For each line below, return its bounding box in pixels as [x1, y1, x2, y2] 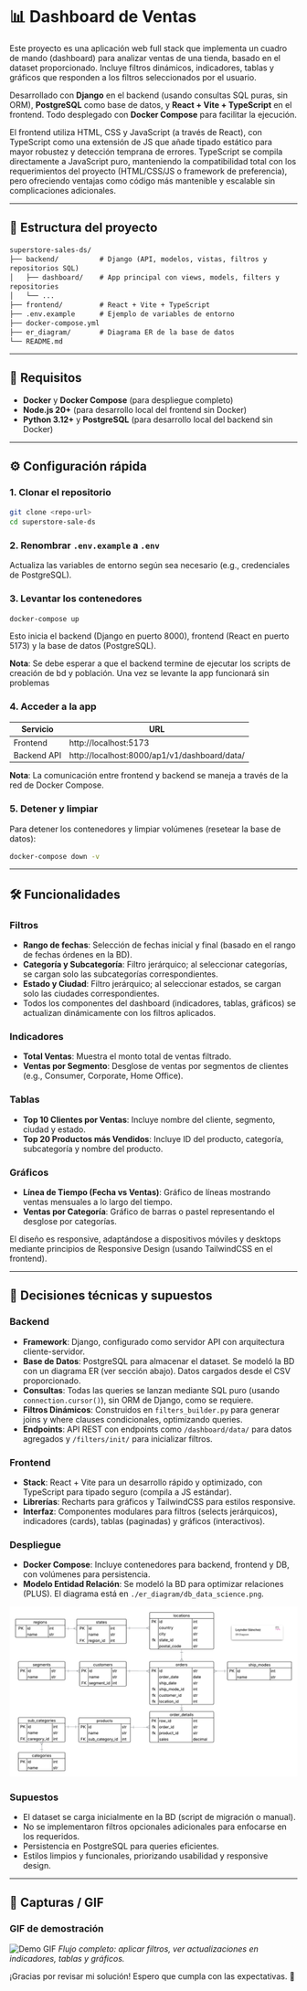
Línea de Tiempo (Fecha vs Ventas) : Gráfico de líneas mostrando [22, 1187, 271, 1198]
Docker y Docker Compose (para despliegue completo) [22, 394, 234, 406]
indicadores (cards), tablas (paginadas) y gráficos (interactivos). [22, 1516, 266, 1526]
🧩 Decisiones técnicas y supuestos [9, 1288, 213, 1304]
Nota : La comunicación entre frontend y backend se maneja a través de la [9, 770, 289, 781]
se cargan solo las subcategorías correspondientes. [22, 969, 219, 980]
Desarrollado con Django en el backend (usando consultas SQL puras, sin [9, 90, 288, 101]
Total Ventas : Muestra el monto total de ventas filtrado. [22, 1051, 232, 1062]
